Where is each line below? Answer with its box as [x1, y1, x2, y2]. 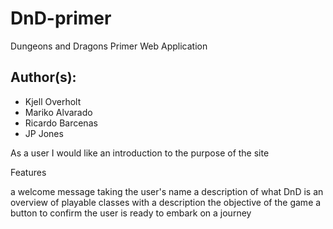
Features [10, 166, 47, 178]
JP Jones [24, 127, 64, 139]
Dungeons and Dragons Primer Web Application [10, 40, 208, 52]
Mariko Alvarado [24, 106, 93, 118]
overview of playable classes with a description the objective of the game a [10, 196, 322, 208]
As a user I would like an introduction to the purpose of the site [10, 147, 270, 159]
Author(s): [10, 69, 77, 86]
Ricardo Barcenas [24, 117, 98, 129]
